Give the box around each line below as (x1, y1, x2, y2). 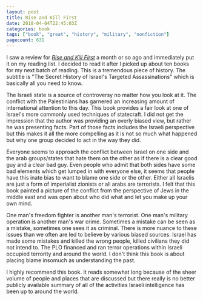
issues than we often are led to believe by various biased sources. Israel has (6, 231, 197, 238)
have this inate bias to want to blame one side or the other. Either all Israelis (6, 174, 195, 181)
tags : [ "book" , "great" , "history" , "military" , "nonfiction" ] (6, 32, 170, 38)
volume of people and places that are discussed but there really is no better (6, 275, 195, 282)
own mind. (6, 200, 33, 207)
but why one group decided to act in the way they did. (6, 137, 141, 143)
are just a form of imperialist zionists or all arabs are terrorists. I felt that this (6, 180, 196, 188)
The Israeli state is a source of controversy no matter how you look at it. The (6, 92, 197, 98)
